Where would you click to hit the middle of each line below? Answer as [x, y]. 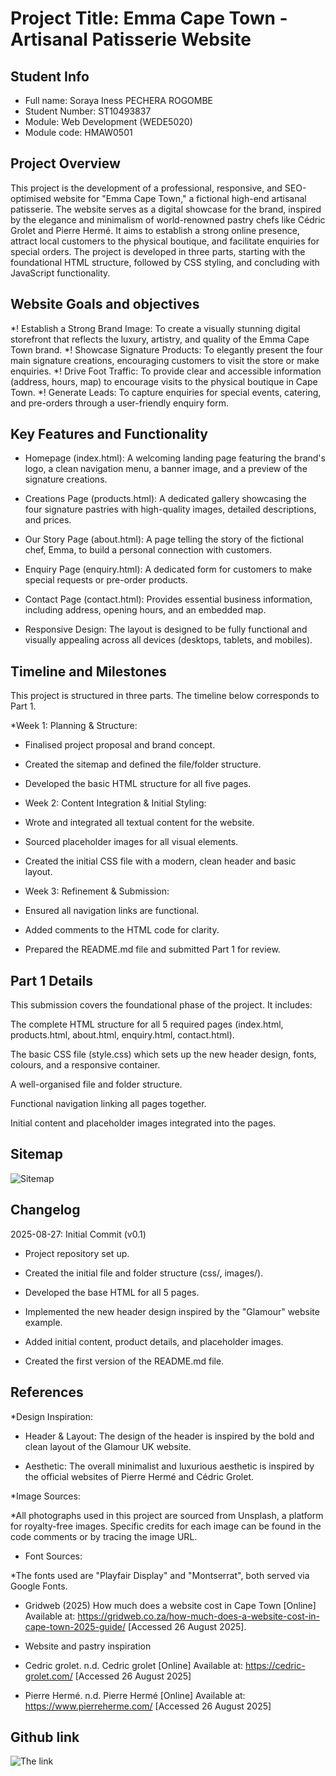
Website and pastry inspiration [88, 1646]
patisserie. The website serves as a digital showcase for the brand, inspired [166, 209]
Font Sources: [53, 1556]
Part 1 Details [51, 980]
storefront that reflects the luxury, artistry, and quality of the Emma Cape [160, 339]
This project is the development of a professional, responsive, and [146, 188]
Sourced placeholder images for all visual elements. [131, 842]
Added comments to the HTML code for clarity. [122, 930]
